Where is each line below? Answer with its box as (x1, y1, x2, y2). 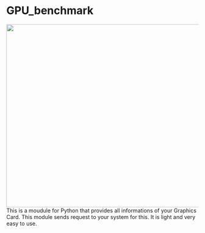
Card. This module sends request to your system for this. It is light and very (6, 213, 196, 220)
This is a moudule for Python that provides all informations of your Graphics (6, 207, 197, 214)
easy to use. (6, 220, 37, 227)
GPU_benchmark (6, 4, 94, 18)
